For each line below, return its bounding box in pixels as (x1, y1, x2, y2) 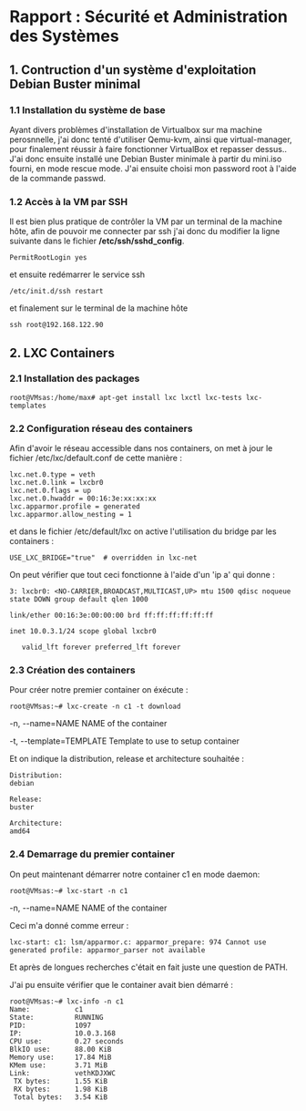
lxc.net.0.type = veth (9, 470, 96, 479)
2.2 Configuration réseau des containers (9, 422, 193, 435)
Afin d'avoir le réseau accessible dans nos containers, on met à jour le (9, 443, 273, 454)
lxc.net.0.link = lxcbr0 (9, 478, 104, 488)
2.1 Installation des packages (9, 372, 140, 385)
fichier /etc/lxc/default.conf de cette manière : (9, 453, 182, 464)
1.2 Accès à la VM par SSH (9, 195, 128, 208)
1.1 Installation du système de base (9, 103, 166, 116)
